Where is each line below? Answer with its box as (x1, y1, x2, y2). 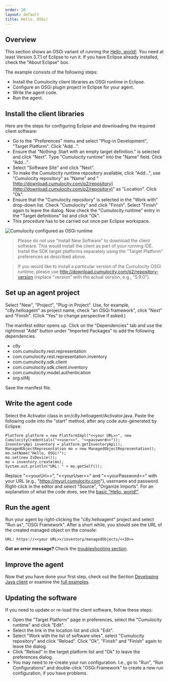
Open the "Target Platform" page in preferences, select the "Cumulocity (12, 617, 162, 623)
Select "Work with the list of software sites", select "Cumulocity (12, 633, 144, 639)
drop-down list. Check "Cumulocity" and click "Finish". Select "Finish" (12, 202, 158, 208)
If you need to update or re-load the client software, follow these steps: (5, 607, 153, 613)
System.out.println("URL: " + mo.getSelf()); (5, 464, 102, 469)
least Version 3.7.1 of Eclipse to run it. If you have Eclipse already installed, (5, 54, 159, 60)
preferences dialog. (12, 654, 53, 660)
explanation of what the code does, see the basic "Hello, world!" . (5, 488, 140, 494)
